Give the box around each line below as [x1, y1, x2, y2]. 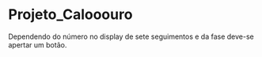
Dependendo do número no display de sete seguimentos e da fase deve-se [8, 32, 255, 41]
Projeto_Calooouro [8, 6, 133, 24]
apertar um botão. [8, 40, 67, 49]
